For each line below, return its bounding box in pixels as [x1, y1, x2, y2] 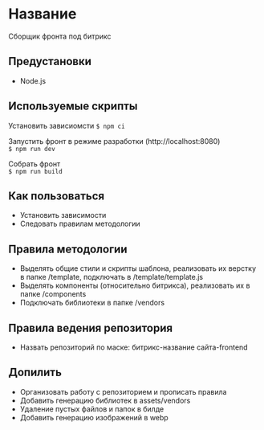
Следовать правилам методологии [19, 219, 140, 229]
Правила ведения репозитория [8, 321, 173, 334]
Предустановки [8, 55, 92, 68]
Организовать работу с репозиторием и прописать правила [19, 387, 227, 396]
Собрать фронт [8, 158, 61, 169]
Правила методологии [8, 242, 128, 256]
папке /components [19, 289, 87, 299]
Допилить [8, 366, 63, 379]
